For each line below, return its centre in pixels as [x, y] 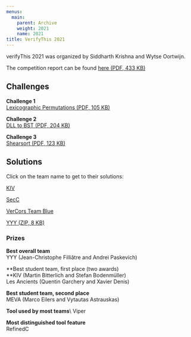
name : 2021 [30, 34]
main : [18, 17]
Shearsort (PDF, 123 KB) [36, 143]
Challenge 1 [21, 101]
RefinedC [18, 329]
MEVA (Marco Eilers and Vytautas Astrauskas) [63, 299]
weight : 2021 [33, 28]
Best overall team [28, 251]
